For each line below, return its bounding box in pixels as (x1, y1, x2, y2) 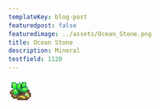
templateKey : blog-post (8, 13, 88, 21)
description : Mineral (8, 46, 81, 55)
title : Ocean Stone (8, 38, 74, 46)
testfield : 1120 (8, 55, 62, 63)
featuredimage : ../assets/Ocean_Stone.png (8, 30, 152, 38)
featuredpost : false (8, 21, 78, 30)
